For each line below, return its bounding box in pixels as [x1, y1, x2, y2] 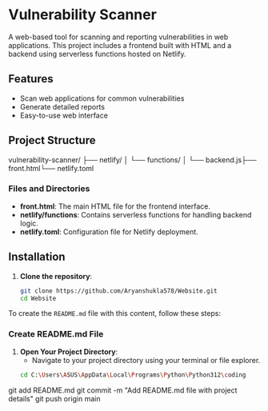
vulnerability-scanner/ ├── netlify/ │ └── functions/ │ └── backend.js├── [8, 154, 258, 165]
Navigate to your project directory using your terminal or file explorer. [31, 355, 261, 365]
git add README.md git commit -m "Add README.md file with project [8, 385, 238, 395]
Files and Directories [8, 183, 90, 194]
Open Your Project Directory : [19, 346, 118, 357]
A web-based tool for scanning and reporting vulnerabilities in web [8, 32, 229, 42]
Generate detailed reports [19, 102, 106, 111]
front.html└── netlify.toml [8, 163, 94, 173]
